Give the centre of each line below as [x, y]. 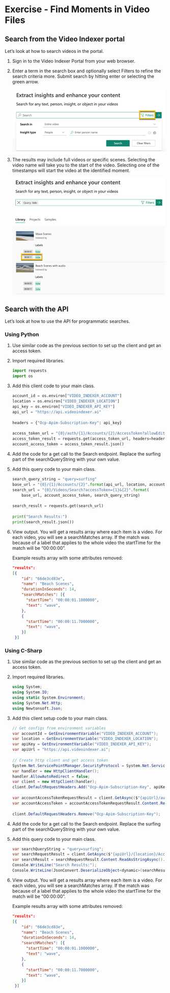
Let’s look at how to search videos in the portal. [54, 51]
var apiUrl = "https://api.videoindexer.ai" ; [61, 750]
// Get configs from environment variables [59, 728]
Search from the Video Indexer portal [65, 39]
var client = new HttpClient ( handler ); [54, 782]
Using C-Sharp [24, 650]
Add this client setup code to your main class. [60, 718]
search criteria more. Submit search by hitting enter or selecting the [83, 76]
